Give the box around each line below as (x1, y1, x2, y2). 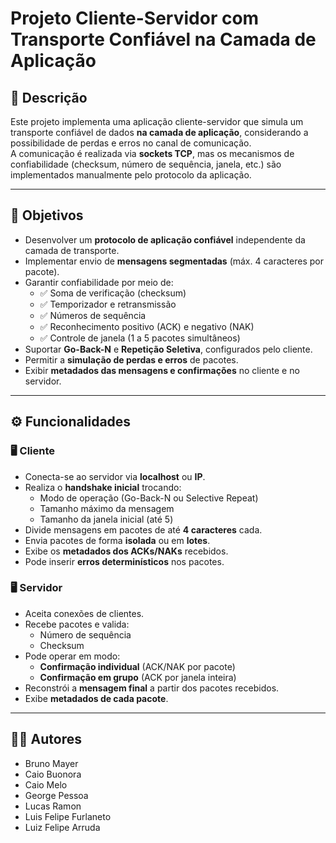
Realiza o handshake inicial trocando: (24, 481, 182, 493)
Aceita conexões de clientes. (24, 607, 145, 619)
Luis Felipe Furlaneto (24, 810, 112, 822)
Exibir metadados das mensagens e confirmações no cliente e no (24, 364, 300, 376)
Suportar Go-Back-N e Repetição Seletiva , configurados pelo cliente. (24, 343, 313, 355)
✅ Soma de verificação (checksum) (39, 287, 187, 299)
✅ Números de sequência (39, 309, 147, 321)
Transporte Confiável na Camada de (10, 28, 317, 51)
